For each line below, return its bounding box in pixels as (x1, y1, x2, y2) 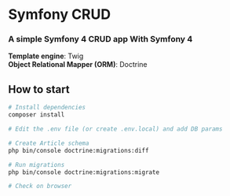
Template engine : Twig (8, 51, 84, 61)
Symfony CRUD (8, 6, 111, 24)
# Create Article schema (8, 139, 89, 147)
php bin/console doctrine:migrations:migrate (8, 168, 159, 176)
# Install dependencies (8, 104, 86, 112)
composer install (8, 111, 65, 119)
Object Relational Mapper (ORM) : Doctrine (8, 60, 148, 69)
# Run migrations (8, 161, 65, 168)
